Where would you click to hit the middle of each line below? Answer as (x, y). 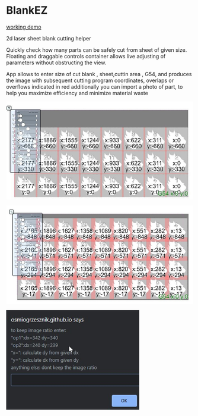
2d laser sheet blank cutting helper (49, 38)
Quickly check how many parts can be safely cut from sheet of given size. (97, 50)
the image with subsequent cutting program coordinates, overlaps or (90, 80)
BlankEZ (27, 10)
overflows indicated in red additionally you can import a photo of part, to (95, 86)
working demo (24, 27)
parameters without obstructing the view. (56, 62)
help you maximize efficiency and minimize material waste (77, 93)
